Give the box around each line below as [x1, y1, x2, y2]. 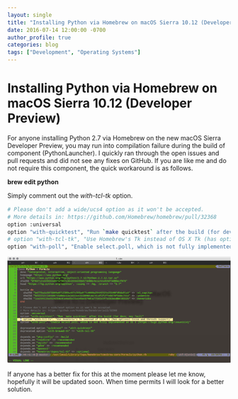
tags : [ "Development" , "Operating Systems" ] [7, 49, 141, 56]
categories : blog [7, 41, 59, 49]
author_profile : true [7, 34, 72, 41]
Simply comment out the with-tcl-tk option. [7, 191, 133, 200]
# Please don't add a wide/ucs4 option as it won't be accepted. [7, 206, 204, 213]
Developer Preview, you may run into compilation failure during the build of [7, 141, 225, 150]
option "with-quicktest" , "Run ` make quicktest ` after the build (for [7, 228, 220, 235]
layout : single [7, 11, 52, 18]
